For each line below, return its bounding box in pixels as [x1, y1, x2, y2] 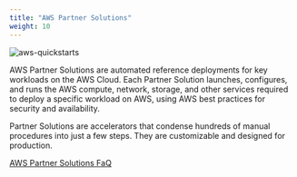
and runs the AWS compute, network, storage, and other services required [9, 84, 289, 94]
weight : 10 [9, 22, 51, 31]
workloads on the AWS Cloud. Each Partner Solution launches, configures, [9, 74, 288, 84]
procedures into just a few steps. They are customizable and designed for [9, 130, 286, 141]
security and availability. [9, 103, 100, 113]
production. [9, 140, 53, 151]
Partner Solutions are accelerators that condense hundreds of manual [9, 120, 271, 132]
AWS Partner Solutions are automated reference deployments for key [9, 64, 268, 75]
